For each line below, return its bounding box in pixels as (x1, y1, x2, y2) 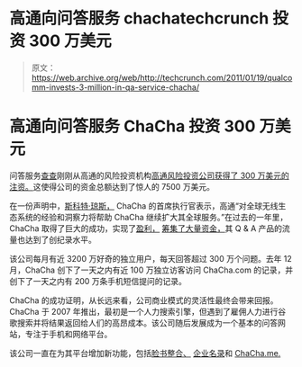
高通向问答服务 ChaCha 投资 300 (9, 116, 256, 137)
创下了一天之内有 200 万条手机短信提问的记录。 (9, 275, 188, 286)
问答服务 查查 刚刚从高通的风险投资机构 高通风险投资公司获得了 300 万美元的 (9, 170, 290, 181)
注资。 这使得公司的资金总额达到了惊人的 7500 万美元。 (9, 181, 215, 192)
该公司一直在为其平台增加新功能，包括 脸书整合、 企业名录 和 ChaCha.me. (9, 347, 281, 358)
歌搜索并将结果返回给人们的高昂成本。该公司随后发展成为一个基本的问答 (9, 317, 278, 328)
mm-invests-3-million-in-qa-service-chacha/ (31, 82, 200, 93)
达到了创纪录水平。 (24, 234, 96, 245)
